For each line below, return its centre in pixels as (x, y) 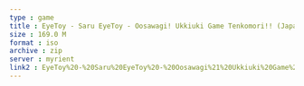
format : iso (34, 43)
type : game (32, 17)
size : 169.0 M (38, 34)
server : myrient (42, 59)
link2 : (24, 68)
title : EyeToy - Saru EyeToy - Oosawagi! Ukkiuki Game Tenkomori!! (141, 26)
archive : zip (36, 51)
